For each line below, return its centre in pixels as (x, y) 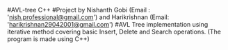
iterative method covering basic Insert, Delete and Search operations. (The (114, 32)
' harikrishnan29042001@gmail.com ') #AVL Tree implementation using (108, 24)
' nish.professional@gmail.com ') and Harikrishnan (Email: (88, 17)
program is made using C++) (49, 39)
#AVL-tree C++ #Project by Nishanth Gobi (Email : (79, 10)
